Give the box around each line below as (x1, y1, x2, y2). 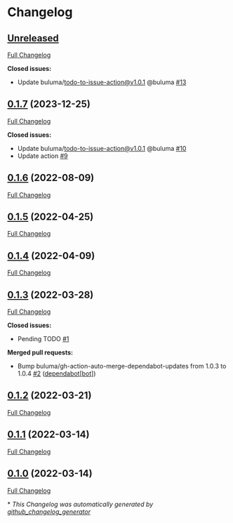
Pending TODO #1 (17, 335, 69, 343)
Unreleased (7, 32, 60, 44)
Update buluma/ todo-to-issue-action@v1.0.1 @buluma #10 (17, 144, 187, 152)
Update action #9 (17, 152, 68, 160)
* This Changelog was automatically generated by (7, 500, 154, 508)
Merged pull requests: (7, 348, 74, 357)
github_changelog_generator (7, 507, 91, 516)
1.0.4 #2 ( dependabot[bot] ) (17, 369, 96, 378)
